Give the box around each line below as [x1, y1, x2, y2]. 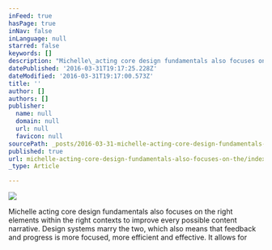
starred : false [8, 42, 60, 50]
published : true [8, 147, 63, 155]
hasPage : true [8, 19, 57, 28]
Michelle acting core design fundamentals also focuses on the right [8, 207, 233, 217]
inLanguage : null [8, 34, 67, 43]
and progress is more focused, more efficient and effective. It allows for [8, 232, 248, 243]
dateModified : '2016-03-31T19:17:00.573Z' [8, 72, 154, 80]
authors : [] [8, 95, 49, 103]
